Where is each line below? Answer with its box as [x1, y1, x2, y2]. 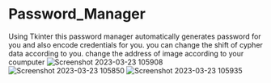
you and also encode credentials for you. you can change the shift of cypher [8, 39, 263, 49]
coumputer [8, 57, 45, 67]
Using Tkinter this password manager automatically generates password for [8, 31, 261, 41]
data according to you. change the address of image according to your [8, 48, 244, 58]
